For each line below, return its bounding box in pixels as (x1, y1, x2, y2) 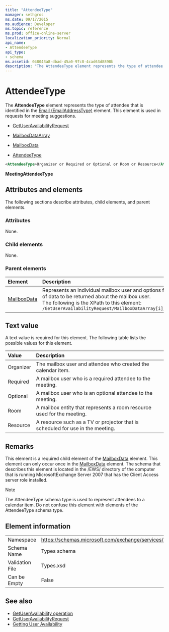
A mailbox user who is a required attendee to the (36, 375, 151, 382)
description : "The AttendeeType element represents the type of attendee (5, 64, 163, 69)
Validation (8, 559, 31, 566)
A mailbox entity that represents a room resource (36, 404, 152, 411)
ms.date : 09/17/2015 (5, 17, 49, 22)
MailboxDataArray (12, 132, 50, 139)
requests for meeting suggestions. (5, 113, 76, 119)
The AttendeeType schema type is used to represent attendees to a (5, 497, 145, 503)
